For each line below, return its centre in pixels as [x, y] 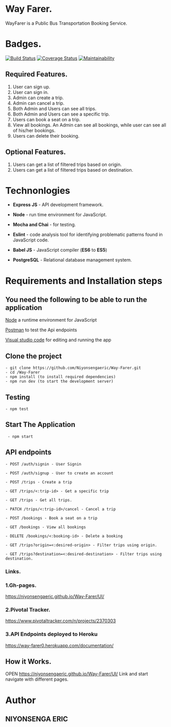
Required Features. [36, 74]
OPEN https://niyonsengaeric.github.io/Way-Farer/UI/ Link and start [77, 674]
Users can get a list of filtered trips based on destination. [73, 170]
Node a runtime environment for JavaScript [51, 320]
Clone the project [34, 356]
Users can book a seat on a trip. [46, 119]
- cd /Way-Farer [23, 372]
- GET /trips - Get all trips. [39, 500]
